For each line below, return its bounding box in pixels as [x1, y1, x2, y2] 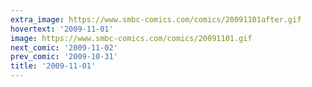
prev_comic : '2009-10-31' [10, 52, 118, 62]
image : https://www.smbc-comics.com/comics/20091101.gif [10, 33, 253, 43]
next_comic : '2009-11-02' [10, 42, 118, 53]
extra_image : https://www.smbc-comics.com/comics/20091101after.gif [10, 14, 302, 25]
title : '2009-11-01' [10, 61, 97, 71]
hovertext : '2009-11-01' [10, 24, 114, 34]
